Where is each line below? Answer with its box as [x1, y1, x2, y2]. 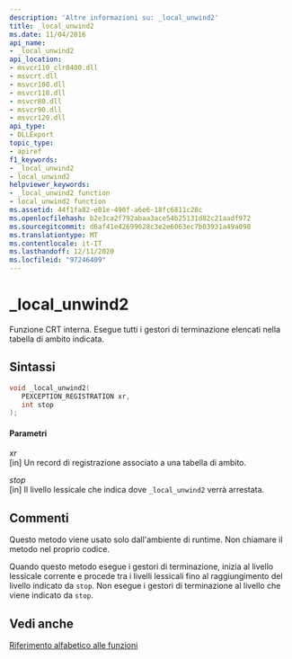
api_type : [9, 122, 47, 131]
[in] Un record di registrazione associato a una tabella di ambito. [9, 458, 247, 468]
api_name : [9, 38, 47, 48]
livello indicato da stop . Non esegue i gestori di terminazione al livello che [9, 581, 281, 592]
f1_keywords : [9, 155, 58, 165]
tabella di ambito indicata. [9, 334, 105, 344]
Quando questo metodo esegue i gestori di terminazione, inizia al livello [9, 561, 274, 572]
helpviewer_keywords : [9, 181, 91, 190]
